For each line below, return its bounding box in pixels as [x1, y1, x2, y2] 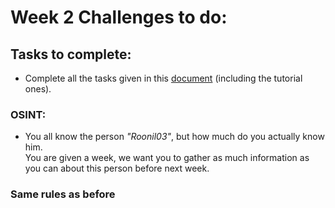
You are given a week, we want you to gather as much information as [24, 152, 310, 164]
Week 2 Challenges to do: [10, 6, 228, 29]
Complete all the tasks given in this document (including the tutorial [24, 72, 303, 84]
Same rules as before [10, 187, 116, 201]
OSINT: [10, 107, 47, 121]
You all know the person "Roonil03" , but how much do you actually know [24, 131, 325, 143]
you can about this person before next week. [24, 162, 210, 175]
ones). [24, 83, 52, 95]
